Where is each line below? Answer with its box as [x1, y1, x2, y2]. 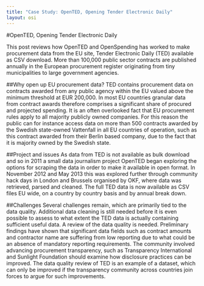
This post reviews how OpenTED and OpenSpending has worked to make [6, 43, 190, 51]
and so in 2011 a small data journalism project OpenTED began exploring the [6, 157, 197, 164]
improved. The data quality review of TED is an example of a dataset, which [6, 259, 196, 267]
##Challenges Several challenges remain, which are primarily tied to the [6, 201, 187, 209]
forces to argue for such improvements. [6, 272, 106, 280]
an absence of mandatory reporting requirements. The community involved [6, 240, 195, 247]
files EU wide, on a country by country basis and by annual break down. [6, 189, 187, 197]
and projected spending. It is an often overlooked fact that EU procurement [6, 106, 195, 114]
